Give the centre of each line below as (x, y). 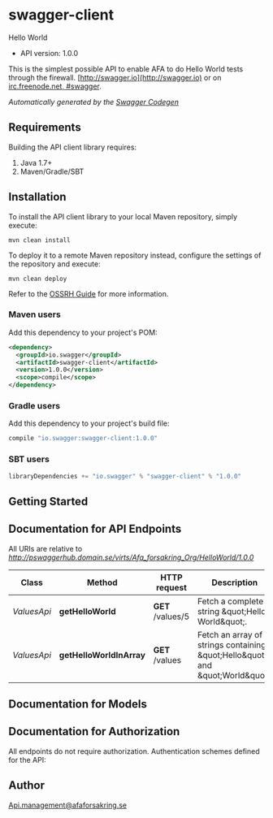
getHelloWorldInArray (102, 655)
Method (102, 582)
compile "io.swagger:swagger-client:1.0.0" (83, 439)
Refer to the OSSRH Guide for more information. (89, 293)
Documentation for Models (78, 704)
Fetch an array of (230, 634)
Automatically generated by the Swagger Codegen (93, 102)
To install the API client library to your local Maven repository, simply (123, 216)
